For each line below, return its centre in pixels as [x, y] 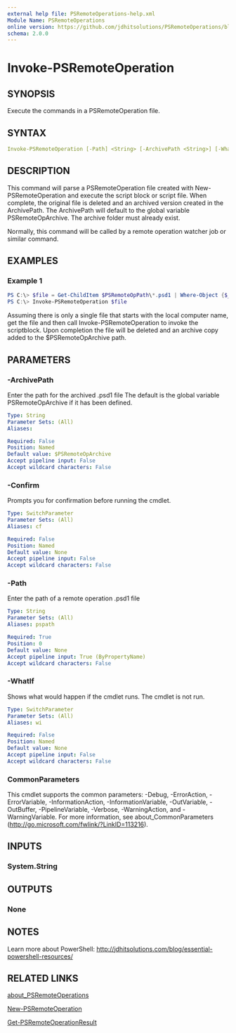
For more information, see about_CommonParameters [136, 817]
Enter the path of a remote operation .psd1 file [74, 598]
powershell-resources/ [40, 956]
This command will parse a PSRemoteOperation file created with [100, 187]
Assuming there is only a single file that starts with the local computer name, [118, 315]
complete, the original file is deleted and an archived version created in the [116, 203]
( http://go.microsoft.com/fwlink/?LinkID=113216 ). [78, 824]
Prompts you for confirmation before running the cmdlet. [89, 501]
